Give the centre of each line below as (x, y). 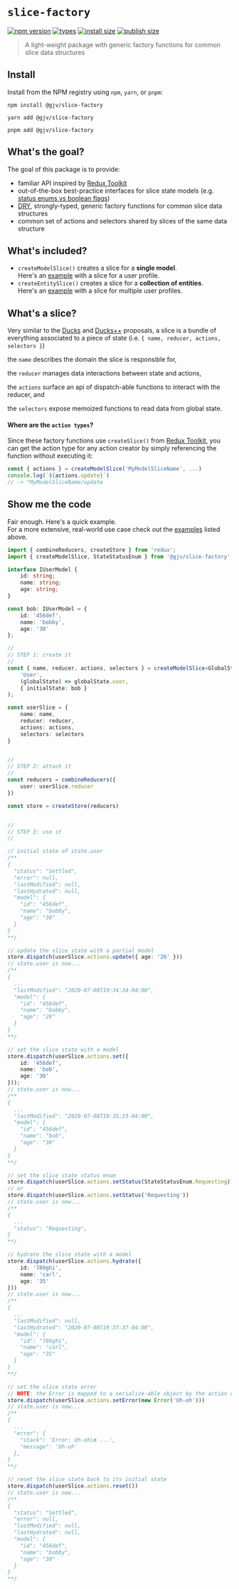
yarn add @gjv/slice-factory (51, 117)
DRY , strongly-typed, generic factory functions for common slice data (120, 206)
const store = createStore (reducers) (63, 806)
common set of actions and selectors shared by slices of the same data (122, 221)
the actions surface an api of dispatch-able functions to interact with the (114, 387)
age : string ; (39, 590)
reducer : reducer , (47, 721)
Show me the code (49, 504)
